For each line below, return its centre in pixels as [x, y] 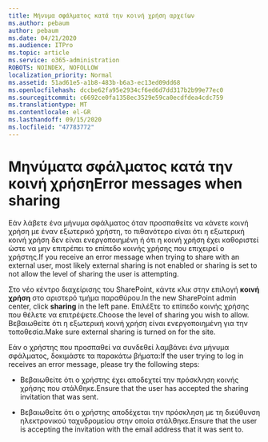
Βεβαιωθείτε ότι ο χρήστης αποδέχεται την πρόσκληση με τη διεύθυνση [140, 412]
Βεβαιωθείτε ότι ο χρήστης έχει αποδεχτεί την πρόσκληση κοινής [129, 380]
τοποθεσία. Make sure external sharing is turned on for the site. [112, 332]
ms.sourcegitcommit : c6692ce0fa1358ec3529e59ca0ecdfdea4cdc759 [116, 98]
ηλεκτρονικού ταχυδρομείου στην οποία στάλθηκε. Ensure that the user [138, 420]
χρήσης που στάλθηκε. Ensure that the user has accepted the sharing [134, 388]
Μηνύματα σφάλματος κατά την [121, 167]
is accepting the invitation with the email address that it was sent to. [132, 429]
